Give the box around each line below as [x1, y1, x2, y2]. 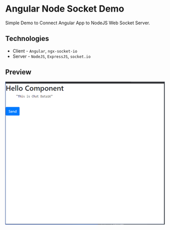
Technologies [5, 34, 50, 43]
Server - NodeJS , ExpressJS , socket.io [12, 53, 91, 59]
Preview [5, 68, 32, 76]
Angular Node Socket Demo [5, 3, 124, 15]
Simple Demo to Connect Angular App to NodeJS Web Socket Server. [5, 20, 150, 26]
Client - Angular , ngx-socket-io [12, 48, 77, 54]
